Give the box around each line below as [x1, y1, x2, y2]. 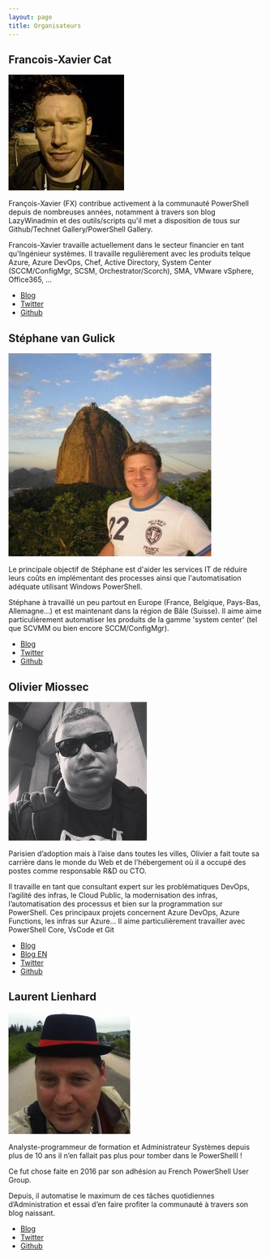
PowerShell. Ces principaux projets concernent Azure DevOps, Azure [8, 907, 241, 917]
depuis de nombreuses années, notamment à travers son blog [8, 207, 216, 217]
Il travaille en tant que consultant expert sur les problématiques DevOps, [8, 881, 250, 891]
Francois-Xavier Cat [8, 53, 112, 67]
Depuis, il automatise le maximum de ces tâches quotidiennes [8, 1191, 215, 1200]
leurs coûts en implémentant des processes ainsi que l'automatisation [8, 573, 242, 583]
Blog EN [19, 949, 48, 958]
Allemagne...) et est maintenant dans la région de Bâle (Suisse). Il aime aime [8, 606, 262, 616]
